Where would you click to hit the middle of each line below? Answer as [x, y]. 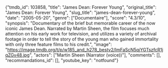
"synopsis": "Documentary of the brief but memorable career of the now [80, 23]
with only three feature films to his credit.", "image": [59, 44]
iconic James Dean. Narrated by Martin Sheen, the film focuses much [77, 28]
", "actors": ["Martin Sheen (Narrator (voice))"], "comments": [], [95, 55]
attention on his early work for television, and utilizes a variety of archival [81, 34]
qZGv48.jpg [18, 55]
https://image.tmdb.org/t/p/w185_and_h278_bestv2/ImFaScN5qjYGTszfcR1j [85, 50]
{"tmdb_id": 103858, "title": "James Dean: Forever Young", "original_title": [81, 7]
